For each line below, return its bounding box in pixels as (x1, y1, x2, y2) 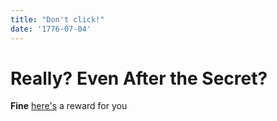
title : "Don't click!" (10, 14, 105, 25)
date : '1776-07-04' (10, 24, 92, 34)
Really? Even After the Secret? (10, 67, 268, 90)
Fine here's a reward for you (10, 100, 128, 112)
